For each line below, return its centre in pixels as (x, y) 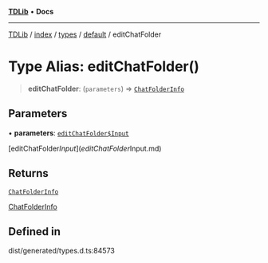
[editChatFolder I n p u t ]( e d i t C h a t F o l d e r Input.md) (85, 148)
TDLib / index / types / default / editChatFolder (85, 34)
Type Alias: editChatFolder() (104, 67)
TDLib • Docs (31, 12)
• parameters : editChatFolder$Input (69, 133)
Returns (29, 173)
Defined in (35, 232)
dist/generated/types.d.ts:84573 (62, 251)
